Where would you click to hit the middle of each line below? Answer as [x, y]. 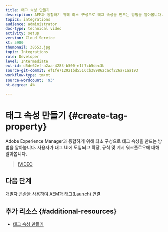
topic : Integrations [27, 52]
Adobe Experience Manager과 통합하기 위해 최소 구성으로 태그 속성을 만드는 [81, 141]
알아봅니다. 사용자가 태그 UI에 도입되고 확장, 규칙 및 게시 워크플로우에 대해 [87, 147]
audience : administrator [31, 24]
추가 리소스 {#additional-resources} [61, 211]
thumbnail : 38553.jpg [28, 47]
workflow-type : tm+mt [28, 75]
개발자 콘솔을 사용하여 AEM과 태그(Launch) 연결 [53, 194]
